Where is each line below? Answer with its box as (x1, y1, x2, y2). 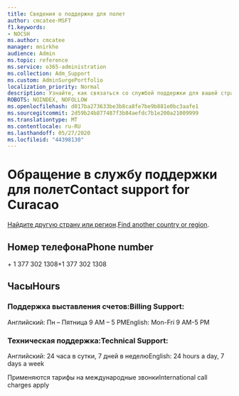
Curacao (7, 197, 59, 213)
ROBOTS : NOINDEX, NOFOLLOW (7, 97, 87, 104)
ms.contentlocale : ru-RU (7, 122, 81, 130)
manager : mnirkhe (7, 43, 59, 50)
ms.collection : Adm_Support (7, 70, 91, 77)
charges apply (7, 380, 50, 389)
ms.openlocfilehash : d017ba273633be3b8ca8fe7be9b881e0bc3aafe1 (7, 103, 199, 110)
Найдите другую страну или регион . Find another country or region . (7, 220, 210, 229)
